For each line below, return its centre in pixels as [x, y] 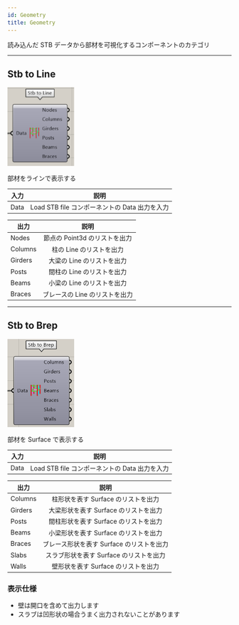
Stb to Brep [33, 326]
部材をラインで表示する [42, 179]
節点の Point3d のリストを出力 [88, 238]
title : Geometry [31, 22]
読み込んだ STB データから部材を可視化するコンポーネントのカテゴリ [108, 44]
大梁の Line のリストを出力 [88, 261]
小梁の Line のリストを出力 [88, 283]
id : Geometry [27, 15]
